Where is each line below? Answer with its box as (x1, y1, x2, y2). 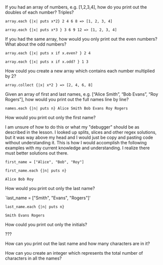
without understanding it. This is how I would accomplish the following (5, 140, 147, 145)
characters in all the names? (5, 255, 62, 261)
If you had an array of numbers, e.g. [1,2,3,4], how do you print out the (5, 4, 147, 10)
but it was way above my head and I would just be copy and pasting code (5, 134, 153, 140)
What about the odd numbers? (5, 41, 67, 47)
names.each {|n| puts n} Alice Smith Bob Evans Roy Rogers (5, 106, 128, 111)
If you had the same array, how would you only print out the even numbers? (5, 36, 158, 42)
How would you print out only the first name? (5, 115, 96, 120)
